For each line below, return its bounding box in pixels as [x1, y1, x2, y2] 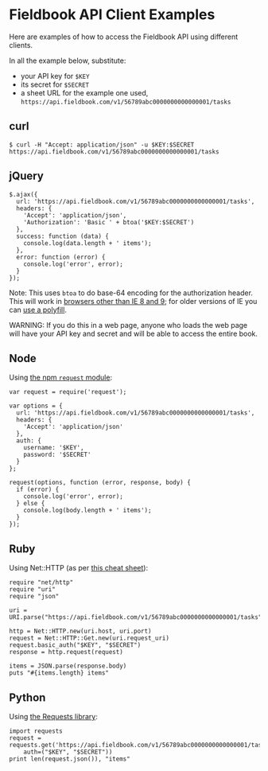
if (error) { [16, 485, 60, 494]
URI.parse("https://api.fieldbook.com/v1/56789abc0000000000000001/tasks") [9, 613, 266, 621]
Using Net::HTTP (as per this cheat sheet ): [9, 563, 149, 573]
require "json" [9, 593, 60, 601]
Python [9, 691, 46, 704]
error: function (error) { [16, 253, 106, 261]
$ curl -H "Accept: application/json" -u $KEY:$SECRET [9, 141, 195, 149]
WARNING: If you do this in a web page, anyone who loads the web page [9, 320, 248, 329]
